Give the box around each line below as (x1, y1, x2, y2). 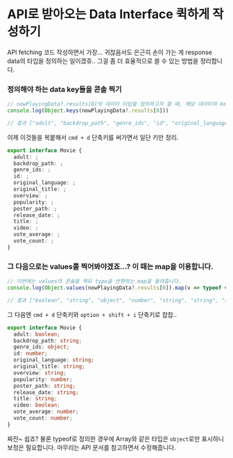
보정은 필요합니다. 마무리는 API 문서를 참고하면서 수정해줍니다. (7, 443, 176, 452)
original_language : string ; (13, 357, 95, 363)
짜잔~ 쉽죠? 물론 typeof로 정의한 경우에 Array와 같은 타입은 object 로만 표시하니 (7, 434, 224, 443)
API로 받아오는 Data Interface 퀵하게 (7, 6, 210, 22)
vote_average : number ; (13, 408, 79, 416)
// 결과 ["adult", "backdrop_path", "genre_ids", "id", (7, 120, 169, 126)
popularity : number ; (13, 376, 73, 383)
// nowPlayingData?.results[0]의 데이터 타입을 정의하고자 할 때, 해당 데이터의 (7, 101, 217, 108)
